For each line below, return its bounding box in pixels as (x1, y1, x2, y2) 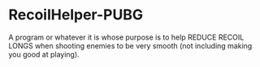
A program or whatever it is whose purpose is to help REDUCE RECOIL (8, 32, 245, 42)
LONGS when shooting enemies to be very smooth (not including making (8, 40, 253, 50)
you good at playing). (8, 49, 80, 59)
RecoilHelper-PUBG (8, 6, 144, 24)
